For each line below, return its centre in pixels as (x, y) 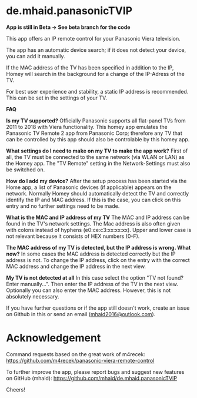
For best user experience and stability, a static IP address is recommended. (97, 91)
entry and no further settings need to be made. (63, 206)
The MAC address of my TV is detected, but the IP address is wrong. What (98, 247)
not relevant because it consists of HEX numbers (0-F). (73, 236)
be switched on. (26, 170)
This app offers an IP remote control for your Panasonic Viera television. (93, 38)
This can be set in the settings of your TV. (57, 98)
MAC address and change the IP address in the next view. (76, 266)
